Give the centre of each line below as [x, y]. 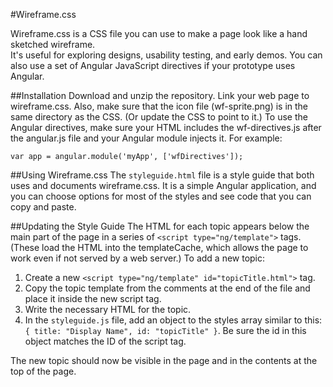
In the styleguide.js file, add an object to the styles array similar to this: [173, 320]
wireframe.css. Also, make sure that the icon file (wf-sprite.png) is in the [159, 106]
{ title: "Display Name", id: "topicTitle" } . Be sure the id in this [165, 330]
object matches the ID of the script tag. [105, 341]
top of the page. [43, 371]
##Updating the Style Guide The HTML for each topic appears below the [160, 226]
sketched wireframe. [53, 44]
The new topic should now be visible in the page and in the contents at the [164, 360]
